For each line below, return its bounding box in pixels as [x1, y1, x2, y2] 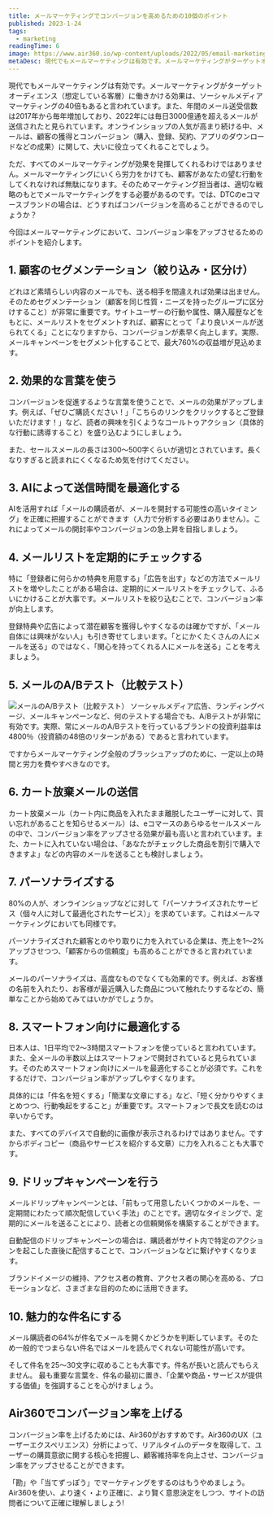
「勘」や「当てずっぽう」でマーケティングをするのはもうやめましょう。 [8, 1478, 249, 1487]
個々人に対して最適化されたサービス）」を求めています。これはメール [22, 908, 253, 918]
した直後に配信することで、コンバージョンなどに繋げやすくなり [36, 1246, 250, 1255]
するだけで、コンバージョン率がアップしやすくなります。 [8, 1073, 200, 1083]
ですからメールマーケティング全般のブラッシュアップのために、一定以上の [8, 749, 258, 758]
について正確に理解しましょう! [22, 1498, 124, 1508]
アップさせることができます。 [29, 1460, 129, 1469]
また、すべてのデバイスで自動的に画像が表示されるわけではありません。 [8, 1129, 249, 1138]
